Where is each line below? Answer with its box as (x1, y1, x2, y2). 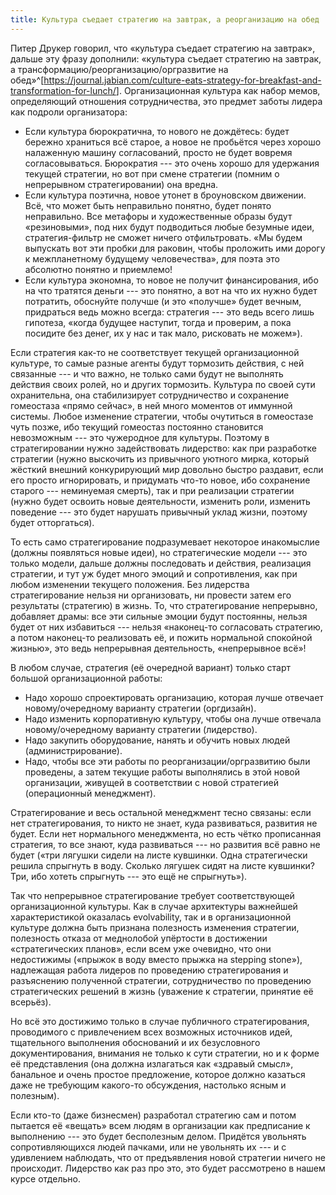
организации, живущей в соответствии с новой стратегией (24, 776, 279, 788)
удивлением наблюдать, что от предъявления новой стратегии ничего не (10, 1151, 326, 1163)
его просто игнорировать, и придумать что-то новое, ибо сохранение (10, 474, 311, 486)
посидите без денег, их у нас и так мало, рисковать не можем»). (24, 327, 303, 339)
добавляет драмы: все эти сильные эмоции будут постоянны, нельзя (10, 610, 308, 622)
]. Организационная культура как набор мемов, (115, 84, 321, 96)
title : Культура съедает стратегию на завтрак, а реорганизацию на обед (10, 14, 320, 25)
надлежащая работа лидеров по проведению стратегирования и (10, 964, 289, 976)
